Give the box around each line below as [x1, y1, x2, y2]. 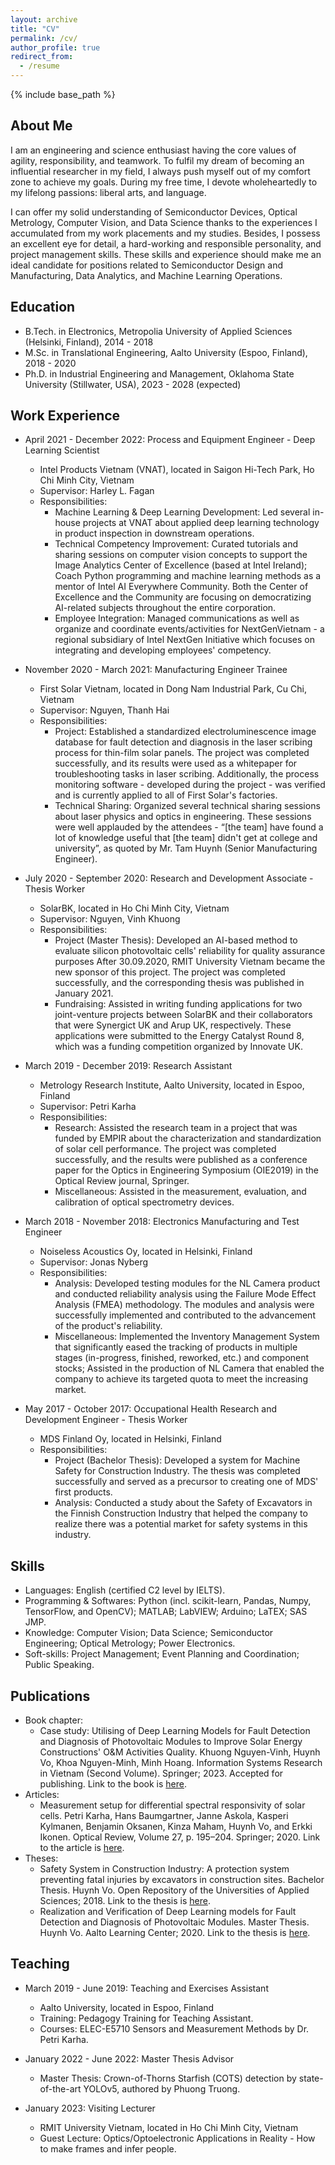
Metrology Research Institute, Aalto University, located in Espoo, [39, 1079, 305, 1091]
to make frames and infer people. [39, 2142, 177, 2155]
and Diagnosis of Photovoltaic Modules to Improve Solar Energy [39, 1736, 303, 1748]
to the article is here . [39, 1842, 125, 1854]
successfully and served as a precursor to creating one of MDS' [54, 1476, 319, 1488]
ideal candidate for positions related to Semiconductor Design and [10, 259, 283, 271]
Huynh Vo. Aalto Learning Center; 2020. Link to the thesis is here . [39, 1927, 311, 1939]
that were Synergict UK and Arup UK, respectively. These [54, 1019, 292, 1031]
